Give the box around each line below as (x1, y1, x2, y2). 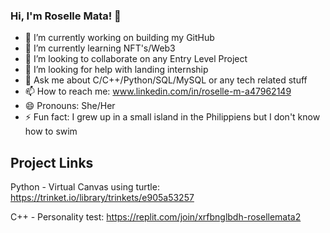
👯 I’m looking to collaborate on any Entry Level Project (24, 53, 248, 65)
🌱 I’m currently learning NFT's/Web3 (24, 42, 176, 54)
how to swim (24, 125, 78, 138)
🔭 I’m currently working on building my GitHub (24, 32, 215, 44)
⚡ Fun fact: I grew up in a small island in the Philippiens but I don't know (24, 111, 321, 123)
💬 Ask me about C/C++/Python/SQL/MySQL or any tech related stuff (24, 74, 308, 86)
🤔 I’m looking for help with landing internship (24, 64, 209, 76)
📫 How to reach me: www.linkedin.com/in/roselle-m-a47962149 (24, 85, 292, 98)
